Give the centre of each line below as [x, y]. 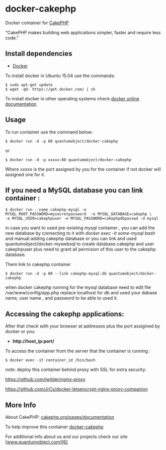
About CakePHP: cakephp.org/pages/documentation [60, 417]
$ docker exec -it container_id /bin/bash [50, 360]
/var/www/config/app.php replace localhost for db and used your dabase [81, 293]
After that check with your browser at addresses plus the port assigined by [83, 326]
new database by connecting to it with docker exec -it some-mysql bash [80, 233]
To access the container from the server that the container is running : [78, 351]
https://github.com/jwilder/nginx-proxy [45, 379]
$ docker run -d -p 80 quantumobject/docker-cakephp [62, 141]
